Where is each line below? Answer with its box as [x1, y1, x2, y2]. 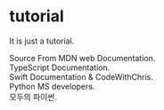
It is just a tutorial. [9, 35, 75, 46]
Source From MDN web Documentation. [9, 52, 156, 63]
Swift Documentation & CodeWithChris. [9, 71, 153, 82]
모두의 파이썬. [9, 91, 58, 102]
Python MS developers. [9, 81, 95, 91]
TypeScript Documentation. [9, 62, 111, 73]
